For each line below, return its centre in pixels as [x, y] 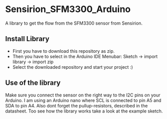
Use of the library [33, 83]
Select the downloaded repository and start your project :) [73, 67]
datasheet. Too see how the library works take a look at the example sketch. [84, 111]
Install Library [27, 39]
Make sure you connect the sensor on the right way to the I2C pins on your [83, 95]
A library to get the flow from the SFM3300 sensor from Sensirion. [74, 23]
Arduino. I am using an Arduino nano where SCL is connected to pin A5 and [83, 100]
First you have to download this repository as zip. [63, 51]
